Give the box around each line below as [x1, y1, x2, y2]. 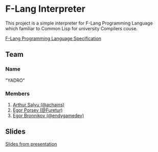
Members [5, 90, 30, 97]
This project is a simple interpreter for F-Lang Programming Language [5, 20, 153, 26]
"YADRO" [5, 77, 25, 83]
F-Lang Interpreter [5, 3, 86, 15]
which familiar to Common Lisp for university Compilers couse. [5, 25, 138, 31]
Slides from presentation [5, 141, 57, 147]
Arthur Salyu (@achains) [12, 101, 65, 107]
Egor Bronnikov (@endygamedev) [12, 112, 84, 118]
